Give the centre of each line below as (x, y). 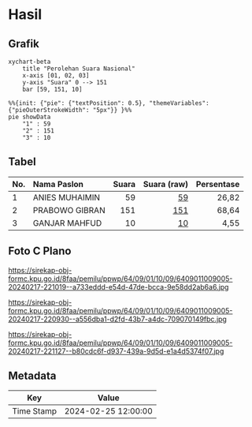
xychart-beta (30, 62)
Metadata (32, 376)
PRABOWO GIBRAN (69, 210)
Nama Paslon (58, 184)
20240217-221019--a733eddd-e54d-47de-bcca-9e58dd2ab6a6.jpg (119, 287)
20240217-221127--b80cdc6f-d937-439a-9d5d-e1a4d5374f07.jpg (116, 351)
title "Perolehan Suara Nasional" (79, 69)
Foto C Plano (40, 251)
